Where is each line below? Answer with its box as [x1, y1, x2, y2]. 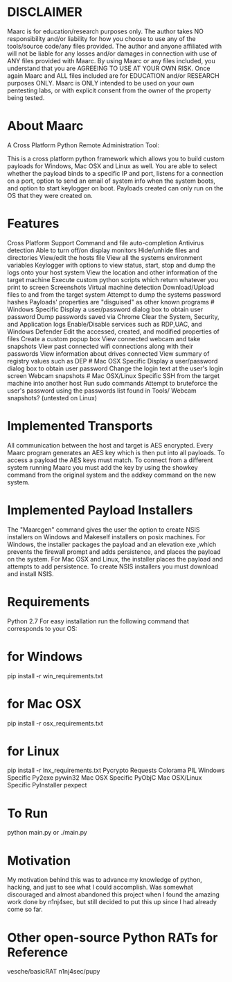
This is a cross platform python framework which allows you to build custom [7, 154, 225, 163]
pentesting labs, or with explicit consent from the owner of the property [7, 86, 211, 95]
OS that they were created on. [7, 191, 93, 199]
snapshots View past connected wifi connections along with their [7, 342, 194, 350]
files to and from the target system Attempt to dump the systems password [7, 290, 222, 299]
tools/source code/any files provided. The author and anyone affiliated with [7, 42, 222, 50]
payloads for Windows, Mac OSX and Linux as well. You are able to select [7, 161, 217, 170]
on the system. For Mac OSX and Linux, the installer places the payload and [7, 555, 224, 563]
